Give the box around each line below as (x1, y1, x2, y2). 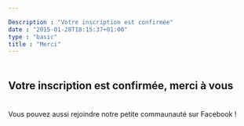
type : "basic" (8, 33, 58, 41)
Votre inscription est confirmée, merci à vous (8, 79, 234, 92)
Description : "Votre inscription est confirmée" (8, 18, 174, 26)
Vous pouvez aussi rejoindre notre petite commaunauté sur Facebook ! (8, 110, 237, 119)
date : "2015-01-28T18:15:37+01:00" (8, 25, 128, 34)
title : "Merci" (8, 40, 61, 48)
